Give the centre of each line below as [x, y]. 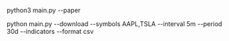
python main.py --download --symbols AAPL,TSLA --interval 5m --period [114, 24]
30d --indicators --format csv [50, 31]
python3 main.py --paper [44, 10]
